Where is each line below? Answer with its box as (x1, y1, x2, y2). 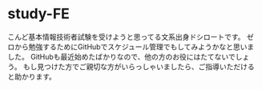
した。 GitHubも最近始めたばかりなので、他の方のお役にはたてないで (7, 52, 236, 61)
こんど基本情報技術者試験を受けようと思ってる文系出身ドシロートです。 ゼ (7, 32, 254, 41)
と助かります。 (7, 72, 57, 81)
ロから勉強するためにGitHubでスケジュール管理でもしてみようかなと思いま (7, 41, 255, 52)
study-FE (7, 5, 70, 23)
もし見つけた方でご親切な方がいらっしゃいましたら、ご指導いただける (22, 61, 256, 72)
